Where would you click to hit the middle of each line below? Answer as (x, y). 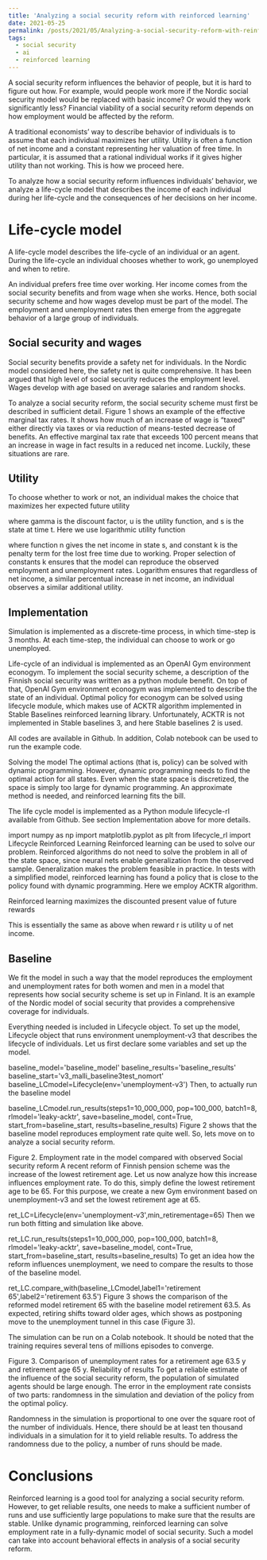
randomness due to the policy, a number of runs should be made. (115, 1444)
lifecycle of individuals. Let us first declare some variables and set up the (128, 1044)
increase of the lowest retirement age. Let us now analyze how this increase (133, 1175)
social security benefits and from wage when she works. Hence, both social (132, 292)
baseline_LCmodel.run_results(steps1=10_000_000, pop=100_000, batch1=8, (133, 1109)
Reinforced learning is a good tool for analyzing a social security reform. (126, 1498)
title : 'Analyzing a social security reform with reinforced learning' (129, 15)
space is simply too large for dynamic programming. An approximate (120, 788)
